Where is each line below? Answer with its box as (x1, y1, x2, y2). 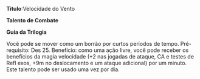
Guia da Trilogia (6, 28, 47, 36)
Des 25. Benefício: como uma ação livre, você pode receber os (31, 46, 189, 54)
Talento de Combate (6, 17, 59, 24)
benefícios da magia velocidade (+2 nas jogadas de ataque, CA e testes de (6, 53, 195, 60)
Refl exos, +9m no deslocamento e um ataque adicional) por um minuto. (6, 60, 187, 66)
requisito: (6, 46, 30, 54)
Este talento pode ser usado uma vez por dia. (6, 66, 120, 73)
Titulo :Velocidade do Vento (6, 5, 75, 12)
